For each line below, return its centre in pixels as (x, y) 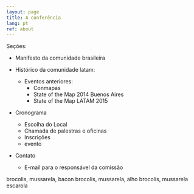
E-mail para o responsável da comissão (74, 167)
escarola (17, 185)
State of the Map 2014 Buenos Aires (78, 94)
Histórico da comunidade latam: (55, 70)
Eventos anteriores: (48, 81)
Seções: (17, 46)
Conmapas (47, 88)
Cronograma (31, 113)
